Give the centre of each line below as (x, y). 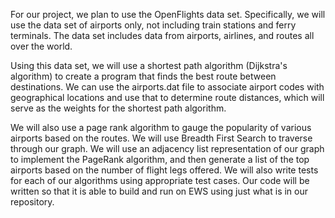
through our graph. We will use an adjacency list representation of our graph (167, 148)
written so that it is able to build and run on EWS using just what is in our (159, 191)
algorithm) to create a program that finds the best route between (143, 76)
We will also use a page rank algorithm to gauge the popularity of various (161, 127)
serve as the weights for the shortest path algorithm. (118, 108)
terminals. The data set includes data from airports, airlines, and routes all (162, 35)
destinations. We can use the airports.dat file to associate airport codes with (167, 87)
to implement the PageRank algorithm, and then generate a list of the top (160, 159)
